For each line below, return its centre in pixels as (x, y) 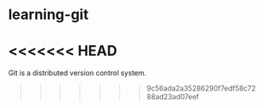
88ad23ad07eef (173, 97)
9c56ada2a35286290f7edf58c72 (201, 88)
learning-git (49, 15)
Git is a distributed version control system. (78, 73)
